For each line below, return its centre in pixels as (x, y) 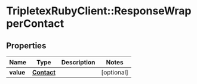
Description (78, 62)
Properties (26, 46)
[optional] (115, 72)
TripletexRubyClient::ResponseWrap (99, 11)
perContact (35, 24)
